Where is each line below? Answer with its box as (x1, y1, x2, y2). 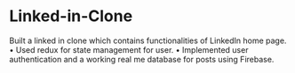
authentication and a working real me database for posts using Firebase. (9, 54, 275, 64)
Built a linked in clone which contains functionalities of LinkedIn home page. (9, 35, 287, 46)
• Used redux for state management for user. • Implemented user (9, 44, 249, 55)
